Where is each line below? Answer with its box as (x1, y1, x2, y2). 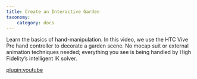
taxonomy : (6, 14, 31, 20)
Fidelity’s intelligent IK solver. (6, 55, 77, 62)
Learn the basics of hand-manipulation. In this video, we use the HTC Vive (6, 36, 189, 43)
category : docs (17, 20, 55, 26)
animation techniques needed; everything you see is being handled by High (6, 49, 192, 56)
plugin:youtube (6, 67, 43, 74)
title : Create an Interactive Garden (6, 8, 100, 15)
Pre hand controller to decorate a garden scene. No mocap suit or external (6, 42, 189, 49)
